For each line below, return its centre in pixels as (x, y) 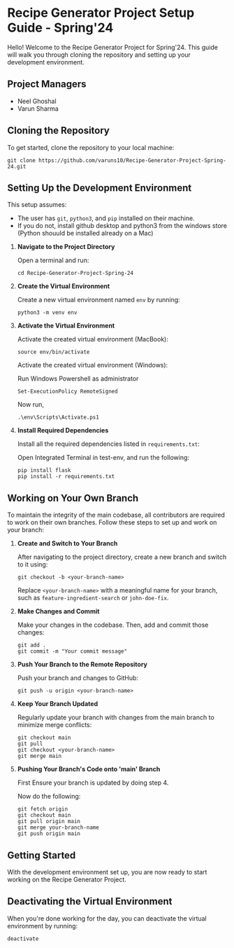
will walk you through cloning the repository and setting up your (99, 55)
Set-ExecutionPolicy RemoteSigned (67, 392)
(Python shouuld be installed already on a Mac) (85, 233)
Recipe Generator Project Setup (101, 13)
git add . (32, 645)
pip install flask (44, 470)
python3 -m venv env (47, 313)
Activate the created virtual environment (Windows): (93, 365)
